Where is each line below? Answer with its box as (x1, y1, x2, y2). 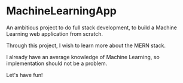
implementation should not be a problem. (6, 60, 108, 67)
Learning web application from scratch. (6, 30, 103, 37)
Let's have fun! (6, 71, 43, 78)
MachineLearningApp (6, 4, 117, 18)
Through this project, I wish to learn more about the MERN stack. (6, 42, 166, 49)
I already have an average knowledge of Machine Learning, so (6, 53, 160, 60)
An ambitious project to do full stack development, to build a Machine (6, 24, 178, 31)
